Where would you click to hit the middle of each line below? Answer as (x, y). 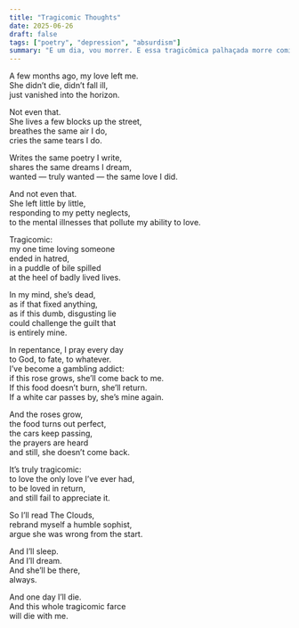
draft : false (33, 34)
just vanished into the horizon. (65, 95)
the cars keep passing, (51, 434)
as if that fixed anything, (53, 305)
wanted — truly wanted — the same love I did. (93, 177)
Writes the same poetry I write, (66, 158)
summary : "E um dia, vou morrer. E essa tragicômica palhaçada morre (141, 51)
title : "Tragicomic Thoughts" (65, 17)
